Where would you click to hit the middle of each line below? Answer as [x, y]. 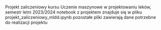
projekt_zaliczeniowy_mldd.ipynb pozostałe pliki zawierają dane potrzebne [80, 17]
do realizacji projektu [26, 22]
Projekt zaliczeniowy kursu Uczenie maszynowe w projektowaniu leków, [78, 7]
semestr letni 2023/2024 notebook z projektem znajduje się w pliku [74, 12]
